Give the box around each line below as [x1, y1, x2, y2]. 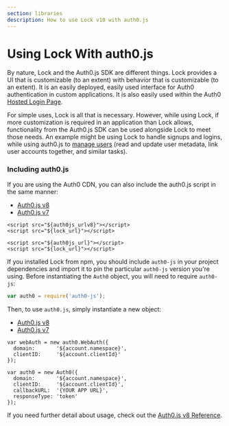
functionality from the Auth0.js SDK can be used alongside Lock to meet [7, 126, 211, 134]
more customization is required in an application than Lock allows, [7, 118, 194, 127]
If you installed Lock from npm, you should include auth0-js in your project [7, 257, 219, 265]
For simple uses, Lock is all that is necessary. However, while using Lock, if [7, 111, 219, 119]
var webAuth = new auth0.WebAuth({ [7, 339, 109, 346]
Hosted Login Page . [7, 97, 63, 106]
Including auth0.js [7, 165, 69, 174]
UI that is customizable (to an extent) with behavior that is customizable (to [7, 76, 219, 84]
